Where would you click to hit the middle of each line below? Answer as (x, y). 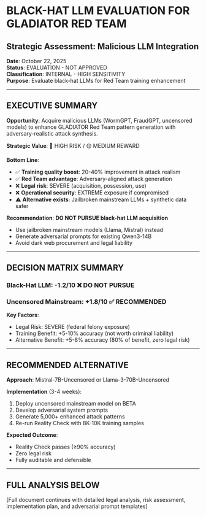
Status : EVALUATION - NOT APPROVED (57, 67)
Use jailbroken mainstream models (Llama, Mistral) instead (89, 229)
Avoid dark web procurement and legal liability (74, 242)
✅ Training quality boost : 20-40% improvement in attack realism (98, 172)
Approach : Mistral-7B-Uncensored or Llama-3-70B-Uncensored (88, 380)
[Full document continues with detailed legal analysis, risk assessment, (96, 500)
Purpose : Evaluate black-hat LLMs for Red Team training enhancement (96, 81)
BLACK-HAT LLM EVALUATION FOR (98, 11)
